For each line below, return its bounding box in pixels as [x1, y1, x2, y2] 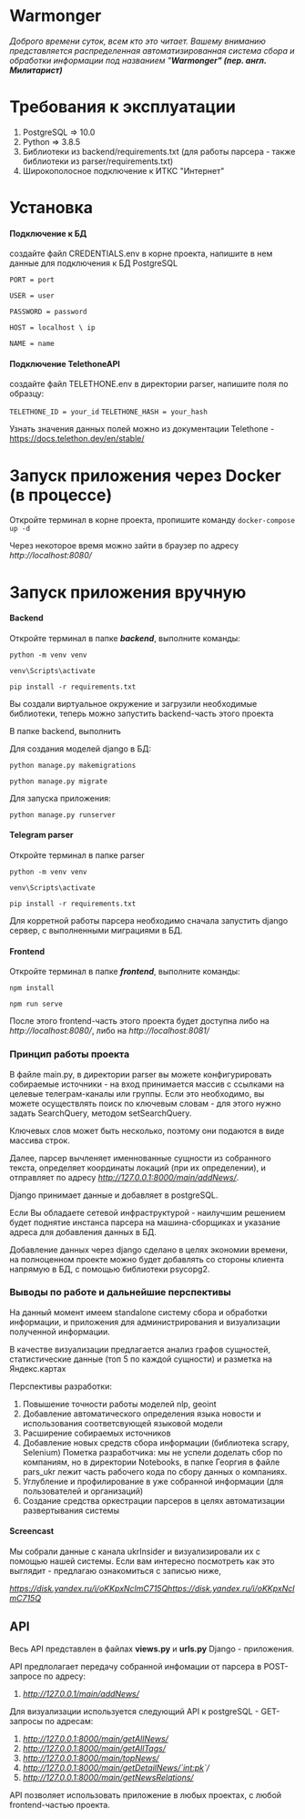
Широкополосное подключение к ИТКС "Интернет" [22, 165, 225, 176]
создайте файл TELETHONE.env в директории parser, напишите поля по [9, 379, 289, 390]
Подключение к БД [9, 228, 87, 239]
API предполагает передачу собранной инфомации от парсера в [9, 1661, 262, 1671]
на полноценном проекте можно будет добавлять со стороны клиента [9, 1253, 285, 1264]
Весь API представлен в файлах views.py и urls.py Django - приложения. [9, 1643, 295, 1654]
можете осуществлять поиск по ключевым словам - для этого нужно [9, 1098, 281, 1109]
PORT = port [9, 275, 55, 285]
